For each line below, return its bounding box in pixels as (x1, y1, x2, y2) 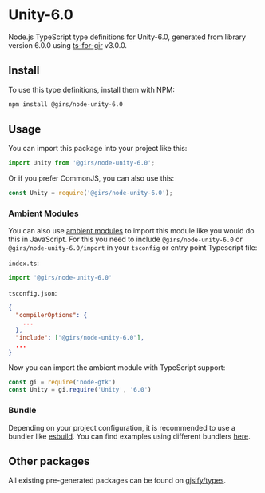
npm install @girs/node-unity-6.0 (8, 100, 124, 109)
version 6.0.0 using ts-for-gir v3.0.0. (8, 40, 128, 50)
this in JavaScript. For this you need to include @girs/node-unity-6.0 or (8, 234, 243, 245)
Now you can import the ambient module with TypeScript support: (8, 363, 226, 372)
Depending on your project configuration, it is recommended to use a (8, 423, 235, 432)
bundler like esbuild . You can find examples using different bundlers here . (8, 431, 251, 441)
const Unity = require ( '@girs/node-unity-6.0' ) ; (8, 189, 173, 197)
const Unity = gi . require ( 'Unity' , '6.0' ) (8, 386, 152, 394)
